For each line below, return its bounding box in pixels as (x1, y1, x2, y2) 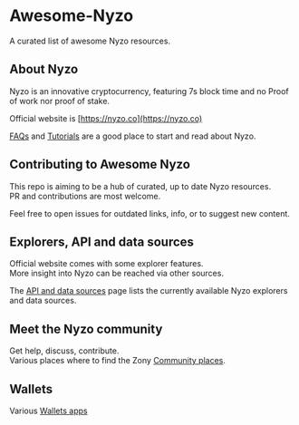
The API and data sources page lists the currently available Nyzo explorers (9, 285, 288, 296)
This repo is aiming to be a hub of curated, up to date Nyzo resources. (9, 180, 272, 191)
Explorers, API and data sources (9, 234, 195, 249)
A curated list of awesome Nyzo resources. (9, 35, 170, 46)
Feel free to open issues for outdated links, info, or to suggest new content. (9, 208, 290, 218)
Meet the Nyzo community (9, 321, 163, 336)
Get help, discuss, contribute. (9, 345, 120, 356)
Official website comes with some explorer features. (9, 258, 204, 269)
